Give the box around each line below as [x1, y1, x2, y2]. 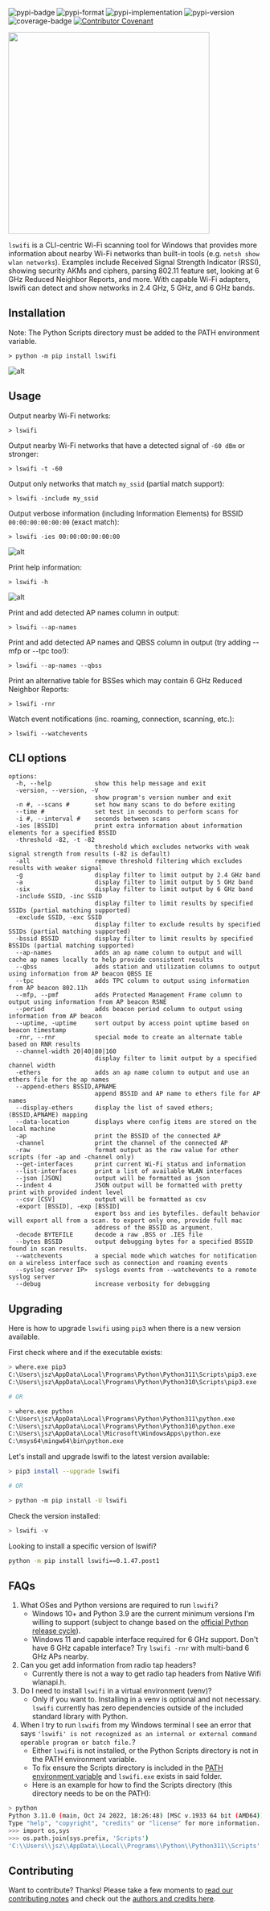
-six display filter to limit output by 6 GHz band [15, 885, 253, 893]
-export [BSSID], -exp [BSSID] [15, 1203, 121, 1211]
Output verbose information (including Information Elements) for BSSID [8, 508, 243, 518]
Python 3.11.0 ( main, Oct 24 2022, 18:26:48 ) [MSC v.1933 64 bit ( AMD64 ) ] [8, 1812, 264, 1820]
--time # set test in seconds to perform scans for [15, 808, 239, 816]
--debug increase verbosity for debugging [15, 1280, 211, 1288]
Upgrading [8, 1302, 63, 1316]
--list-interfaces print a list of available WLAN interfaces [15, 1167, 243, 1175]
